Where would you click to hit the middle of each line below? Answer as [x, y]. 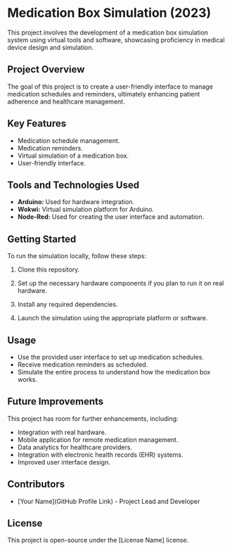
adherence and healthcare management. [66, 101]
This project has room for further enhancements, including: [93, 418]
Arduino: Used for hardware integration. [76, 202]
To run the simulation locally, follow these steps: [77, 256]
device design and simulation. [51, 47]
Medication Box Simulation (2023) [109, 13]
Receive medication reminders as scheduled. [83, 365]
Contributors [36, 484]
